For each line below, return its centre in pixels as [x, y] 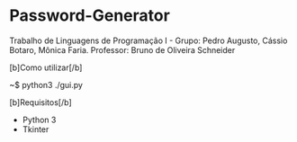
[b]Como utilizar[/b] [46, 67]
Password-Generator [90, 16]
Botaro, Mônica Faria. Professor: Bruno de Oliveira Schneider [122, 49]
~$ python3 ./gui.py [46, 84]
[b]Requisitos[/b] [40, 102]
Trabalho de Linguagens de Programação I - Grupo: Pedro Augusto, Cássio [148, 40]
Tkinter [36, 129]
